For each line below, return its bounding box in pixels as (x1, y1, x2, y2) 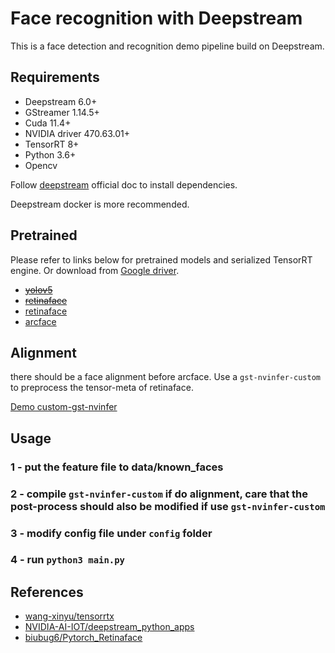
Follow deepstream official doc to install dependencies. (10, 178, 238, 191)
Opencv (24, 159, 58, 171)
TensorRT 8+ (24, 138, 80, 150)
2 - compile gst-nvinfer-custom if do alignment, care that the (10, 487, 308, 501)
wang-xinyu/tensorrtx (24, 610, 115, 622)
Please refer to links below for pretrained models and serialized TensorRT (10, 253, 313, 266)
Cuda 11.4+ (24, 117, 72, 129)
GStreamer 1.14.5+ (24, 106, 100, 118)
